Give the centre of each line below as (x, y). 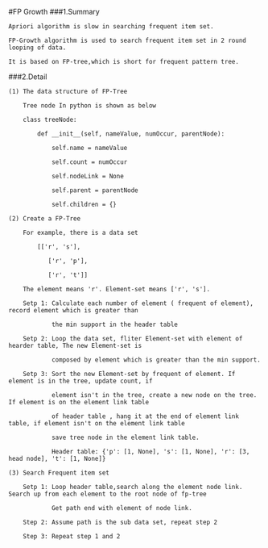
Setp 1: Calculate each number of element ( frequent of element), (138, 303)
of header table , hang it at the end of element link (145, 416)
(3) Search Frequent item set (59, 473)
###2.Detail (28, 77)
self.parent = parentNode (95, 190)
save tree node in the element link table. (125, 437)
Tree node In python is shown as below (90, 106)
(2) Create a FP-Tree (45, 219)
